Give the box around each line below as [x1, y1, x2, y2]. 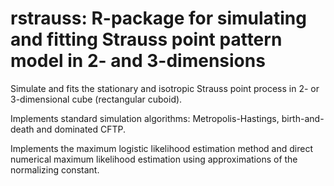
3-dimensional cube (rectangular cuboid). [10, 93, 183, 105]
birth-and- [281, 112, 325, 124]
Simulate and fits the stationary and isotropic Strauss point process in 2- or [10, 82, 320, 94]
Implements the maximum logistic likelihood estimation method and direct [10, 142, 313, 154]
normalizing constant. [10, 163, 100, 176]
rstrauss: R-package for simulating [10, 7, 307, 30]
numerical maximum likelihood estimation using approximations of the [10, 153, 298, 165]
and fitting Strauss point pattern [10, 28, 283, 51]
